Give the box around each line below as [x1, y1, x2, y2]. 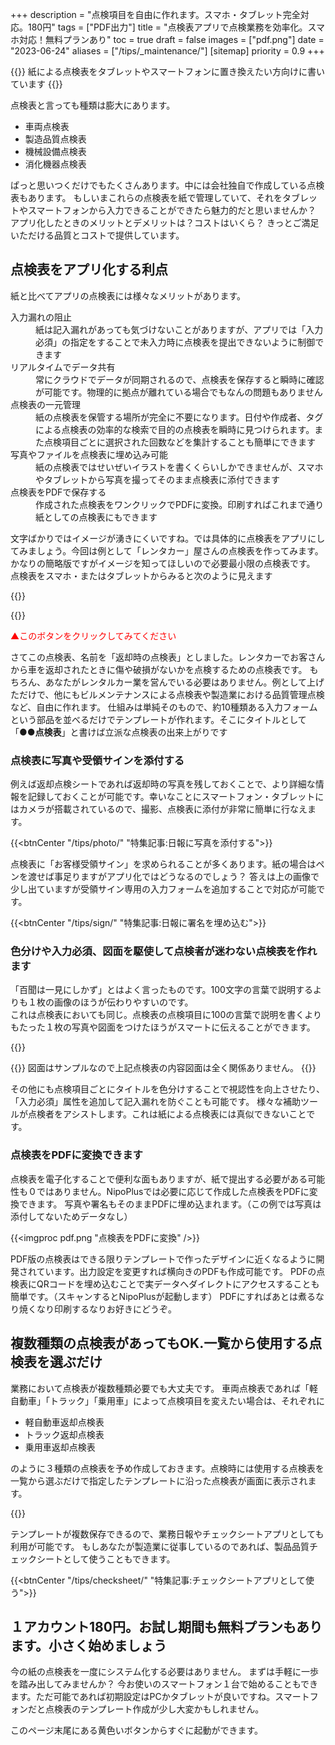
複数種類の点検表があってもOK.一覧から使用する [10, 1335, 310, 1352]
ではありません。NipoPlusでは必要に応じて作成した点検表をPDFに [36, 1185, 310, 1197]
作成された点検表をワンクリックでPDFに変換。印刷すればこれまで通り [35, 498, 325, 510]
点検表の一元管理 [10, 398, 81, 410]
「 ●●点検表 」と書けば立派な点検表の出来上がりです [10, 726, 228, 738]
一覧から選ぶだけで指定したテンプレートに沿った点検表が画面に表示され [10, 1474, 308, 1487]
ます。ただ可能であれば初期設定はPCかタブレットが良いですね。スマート [10, 1691, 310, 1703]
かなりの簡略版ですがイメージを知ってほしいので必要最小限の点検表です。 [10, 557, 316, 569]
